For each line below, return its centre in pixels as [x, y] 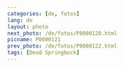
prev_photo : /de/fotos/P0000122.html [62, 46]
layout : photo [28, 27]
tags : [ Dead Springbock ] [43, 53]
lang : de [20, 20]
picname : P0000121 [34, 40]
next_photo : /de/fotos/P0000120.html [62, 33]
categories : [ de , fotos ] [43, 14]
